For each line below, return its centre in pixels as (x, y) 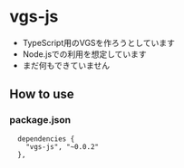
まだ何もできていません (66, 65)
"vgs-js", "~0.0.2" (63, 146)
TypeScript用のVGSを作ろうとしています (98, 42)
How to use (42, 94)
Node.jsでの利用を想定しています (84, 54)
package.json (40, 120)
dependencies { (46, 139)
